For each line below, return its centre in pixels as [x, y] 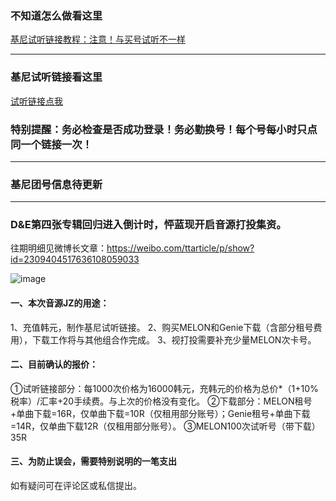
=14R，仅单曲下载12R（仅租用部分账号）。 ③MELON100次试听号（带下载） [165, 426]
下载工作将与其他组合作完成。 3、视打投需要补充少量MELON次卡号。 [174, 339]
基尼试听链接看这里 [56, 77]
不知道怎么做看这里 [56, 15]
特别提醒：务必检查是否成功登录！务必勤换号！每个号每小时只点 [164, 129]
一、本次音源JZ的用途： [60, 303]
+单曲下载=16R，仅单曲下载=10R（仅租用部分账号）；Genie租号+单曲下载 [160, 413]
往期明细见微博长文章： [58, 248]
